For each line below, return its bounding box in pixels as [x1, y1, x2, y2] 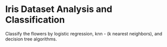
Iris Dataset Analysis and [5, 3, 112, 15]
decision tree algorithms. [5, 36, 57, 42]
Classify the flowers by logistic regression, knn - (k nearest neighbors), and [5, 30, 163, 36]
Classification [5, 14, 65, 25]
